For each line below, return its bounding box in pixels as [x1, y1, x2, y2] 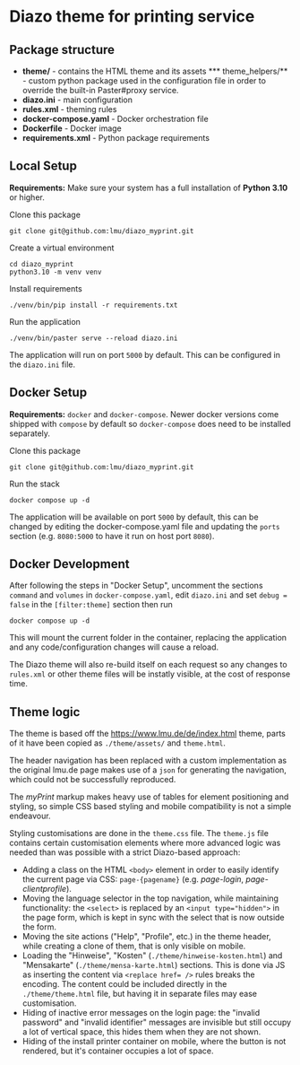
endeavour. [9, 810, 51, 822]
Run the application [9, 316, 81, 327]
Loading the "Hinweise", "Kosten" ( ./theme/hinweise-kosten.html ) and [21, 950, 283, 961]
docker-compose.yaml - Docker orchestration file [21, 114, 209, 124]
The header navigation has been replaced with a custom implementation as [9, 755, 287, 766]
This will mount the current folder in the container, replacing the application [9, 633, 287, 643]
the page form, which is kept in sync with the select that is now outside [21, 912, 285, 923]
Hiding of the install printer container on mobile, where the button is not [21, 1036, 287, 1047]
